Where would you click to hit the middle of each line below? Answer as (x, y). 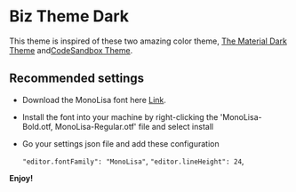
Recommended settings (77, 79)
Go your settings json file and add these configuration (120, 143)
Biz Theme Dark (69, 16)
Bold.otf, (37, 126)
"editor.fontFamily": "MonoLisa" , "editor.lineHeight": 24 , (133, 161)
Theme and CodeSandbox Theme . (71, 50)
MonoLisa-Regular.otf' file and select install (134, 126)
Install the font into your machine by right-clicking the (120, 116)
